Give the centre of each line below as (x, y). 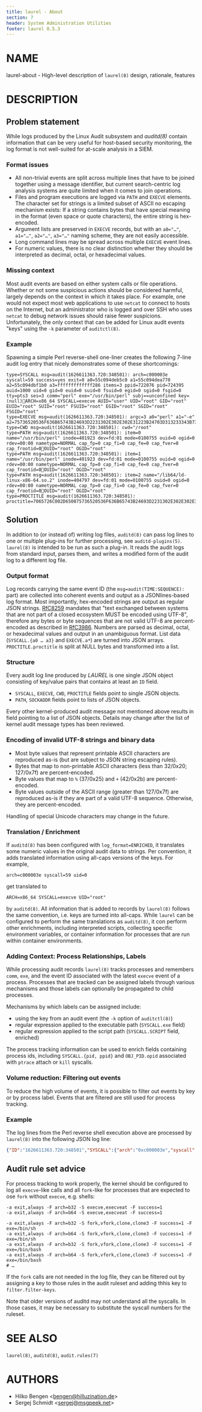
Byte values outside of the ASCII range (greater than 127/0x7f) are (97, 792)
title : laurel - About (35, 12)
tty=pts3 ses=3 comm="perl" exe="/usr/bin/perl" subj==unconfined (91, 396)
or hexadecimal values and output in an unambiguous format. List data (93, 634)
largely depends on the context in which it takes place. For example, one (96, 296)
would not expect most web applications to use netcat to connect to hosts (98, 303)
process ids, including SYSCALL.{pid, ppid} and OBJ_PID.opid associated (96, 1056)
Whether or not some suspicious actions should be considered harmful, (95, 290)
